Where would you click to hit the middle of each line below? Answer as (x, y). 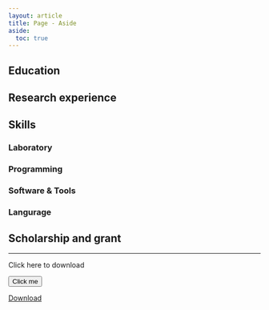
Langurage (30, 212)
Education (34, 70)
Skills (22, 125)
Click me (25, 281)
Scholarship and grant (65, 238)
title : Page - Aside (43, 23)
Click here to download (46, 264)
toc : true (32, 38)
